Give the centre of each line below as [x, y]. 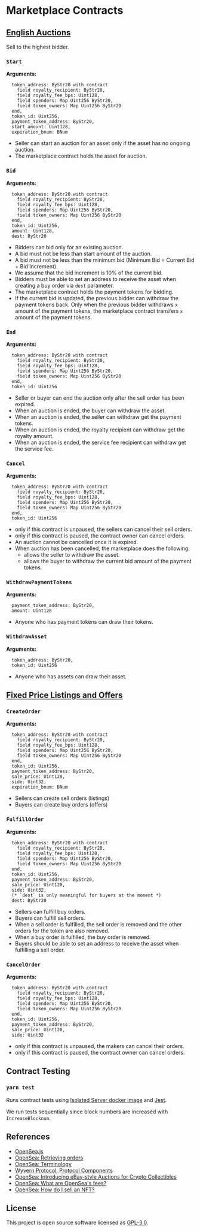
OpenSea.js [29, 1151]
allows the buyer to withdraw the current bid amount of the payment [108, 561]
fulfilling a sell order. [40, 950]
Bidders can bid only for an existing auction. [69, 247]
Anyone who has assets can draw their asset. [71, 676]
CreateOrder [24, 712]
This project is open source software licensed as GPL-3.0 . [77, 1222]
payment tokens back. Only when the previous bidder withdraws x [96, 304]
